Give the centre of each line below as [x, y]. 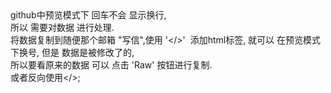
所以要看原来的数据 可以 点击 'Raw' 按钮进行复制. [111, 65]
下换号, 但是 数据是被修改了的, [72, 52]
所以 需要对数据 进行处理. [62, 27]
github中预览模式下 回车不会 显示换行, [88, 15]
